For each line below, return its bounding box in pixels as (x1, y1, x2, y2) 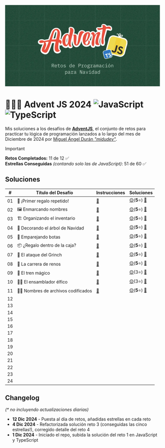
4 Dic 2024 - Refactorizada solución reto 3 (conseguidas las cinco (12, 421, 147, 427)
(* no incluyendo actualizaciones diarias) (5, 407, 89, 413)
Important (5, 145, 25, 152)
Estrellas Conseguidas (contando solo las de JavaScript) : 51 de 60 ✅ (5, 160, 146, 166)
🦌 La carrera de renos (17, 261, 61, 267)
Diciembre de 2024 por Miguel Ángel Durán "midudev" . (5, 136, 117, 142)
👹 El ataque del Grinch (17, 252, 62, 258)
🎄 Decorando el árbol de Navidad (17, 225, 84, 231)
